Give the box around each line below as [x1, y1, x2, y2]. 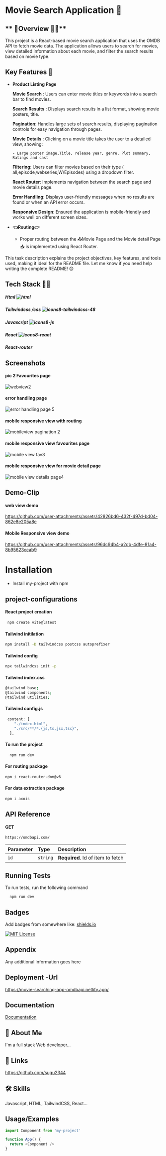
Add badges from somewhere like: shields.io [5, 921, 96, 927]
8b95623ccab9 [5, 547, 37, 553]
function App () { [5, 1137, 41, 1142]
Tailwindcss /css [5, 306, 41, 312]
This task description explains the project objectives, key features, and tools [5, 255, 161, 261]
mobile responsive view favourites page [5, 440, 90, 446]
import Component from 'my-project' [5, 1128, 81, 1133]
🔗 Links [5, 1056, 28, 1065]
